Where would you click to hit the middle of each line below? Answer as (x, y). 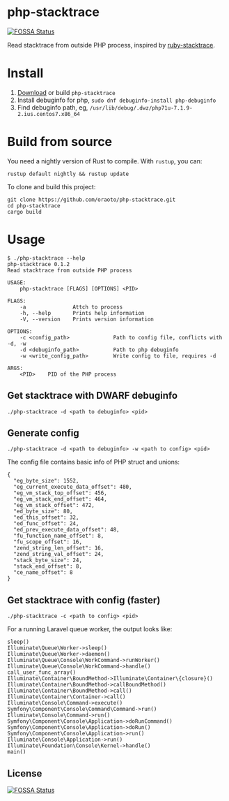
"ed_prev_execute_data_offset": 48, (66, 530)
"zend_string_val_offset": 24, (59, 554)
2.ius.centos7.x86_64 (48, 114)
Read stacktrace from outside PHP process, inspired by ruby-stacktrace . (111, 45)
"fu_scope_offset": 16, (48, 542)
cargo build (24, 212)
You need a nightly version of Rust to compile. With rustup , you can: (105, 161)
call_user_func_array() (42, 673)
